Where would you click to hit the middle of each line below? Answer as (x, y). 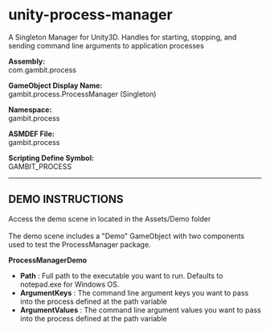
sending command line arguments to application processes (106, 45)
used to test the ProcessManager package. (80, 244)
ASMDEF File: (31, 134)
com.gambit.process (42, 69)
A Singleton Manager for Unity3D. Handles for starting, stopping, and (123, 37)
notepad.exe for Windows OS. (70, 284)
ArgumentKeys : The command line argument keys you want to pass (134, 292)
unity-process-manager (90, 15)
